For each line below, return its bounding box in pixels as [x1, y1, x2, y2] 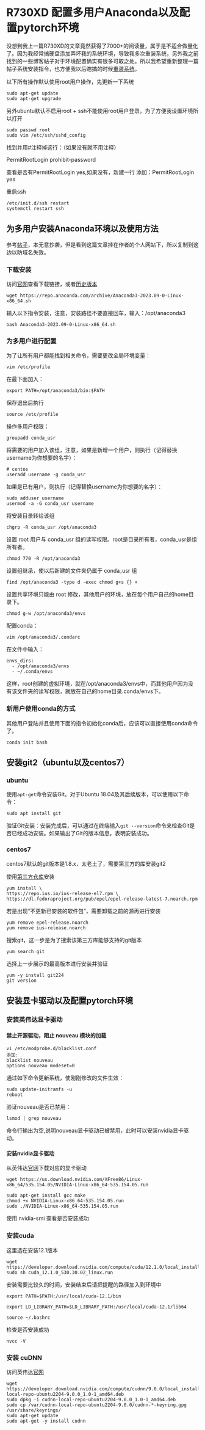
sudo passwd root [6, 126, 51, 133]
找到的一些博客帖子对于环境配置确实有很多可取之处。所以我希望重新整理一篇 [6, 57, 199, 65]
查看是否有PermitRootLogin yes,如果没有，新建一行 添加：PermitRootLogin [6, 169, 195, 176]
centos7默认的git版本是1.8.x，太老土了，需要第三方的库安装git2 [6, 860, 166, 867]
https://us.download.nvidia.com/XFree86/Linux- [20, 1177, 143, 1183]
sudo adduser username [6, 495, 64, 501]
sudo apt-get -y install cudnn [6, 1418, 86, 1424]
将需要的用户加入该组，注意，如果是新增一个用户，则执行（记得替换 [6, 446, 178, 454]
